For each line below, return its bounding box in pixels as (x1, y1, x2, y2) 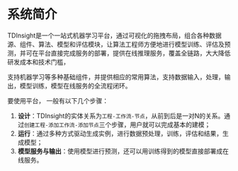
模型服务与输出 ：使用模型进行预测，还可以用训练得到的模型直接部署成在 (17, 146, 229, 155)
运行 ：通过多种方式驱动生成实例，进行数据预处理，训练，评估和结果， (17, 129, 223, 138)
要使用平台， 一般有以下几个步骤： (7, 96, 108, 105)
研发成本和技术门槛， (7, 57, 69, 66)
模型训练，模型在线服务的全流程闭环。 (19, 81, 132, 90)
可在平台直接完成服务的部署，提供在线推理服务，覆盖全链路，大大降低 (25, 49, 231, 57)
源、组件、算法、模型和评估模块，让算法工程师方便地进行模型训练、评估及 (7, 40, 225, 48)
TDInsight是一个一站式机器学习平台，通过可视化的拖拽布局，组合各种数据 (7, 31, 222, 40)
